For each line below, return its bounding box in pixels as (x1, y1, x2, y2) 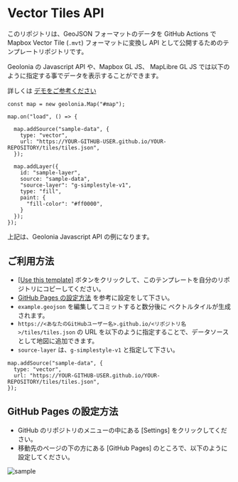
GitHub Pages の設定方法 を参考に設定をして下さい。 (17, 293, 174, 302)
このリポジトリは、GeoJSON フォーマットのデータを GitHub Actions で (7, 29, 217, 38)
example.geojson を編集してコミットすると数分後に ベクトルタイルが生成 (17, 302, 231, 310)
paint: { (20, 194, 46, 201)
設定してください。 (17, 452, 74, 461)
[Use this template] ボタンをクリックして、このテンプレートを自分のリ (17, 276, 225, 284)
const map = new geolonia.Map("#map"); (7, 100, 126, 108)
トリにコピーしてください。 (23, 284, 105, 293)
